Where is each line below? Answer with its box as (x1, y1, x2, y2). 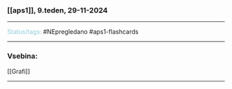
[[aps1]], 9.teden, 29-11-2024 (7, 6, 108, 15)
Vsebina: (7, 51, 38, 61)
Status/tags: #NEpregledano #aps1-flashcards (7, 28, 139, 36)
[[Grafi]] (7, 67, 30, 75)
